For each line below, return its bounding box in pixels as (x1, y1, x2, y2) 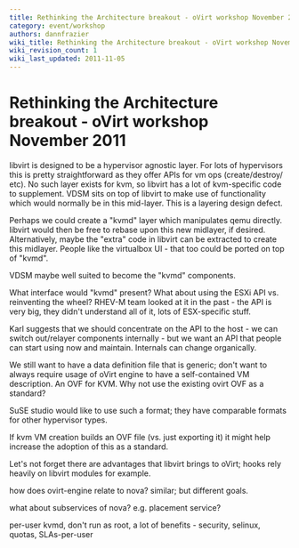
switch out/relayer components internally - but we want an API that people (9, 333, 282, 343)
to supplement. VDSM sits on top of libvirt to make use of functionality (9, 188, 267, 198)
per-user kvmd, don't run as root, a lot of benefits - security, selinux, (9, 520, 261, 530)
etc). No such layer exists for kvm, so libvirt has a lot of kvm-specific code (9, 179, 282, 189)
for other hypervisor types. (9, 415, 109, 425)
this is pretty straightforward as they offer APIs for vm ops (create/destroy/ (9, 169, 283, 180)
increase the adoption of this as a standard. (9, 441, 169, 452)
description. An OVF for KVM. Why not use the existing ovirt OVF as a (9, 378, 264, 389)
